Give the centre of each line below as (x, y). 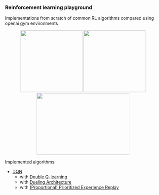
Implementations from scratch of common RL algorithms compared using (79, 18)
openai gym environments (32, 23)
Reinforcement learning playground (49, 7)
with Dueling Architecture (45, 182)
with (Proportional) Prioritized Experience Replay (69, 188)
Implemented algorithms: (30, 162)
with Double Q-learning (43, 177)
